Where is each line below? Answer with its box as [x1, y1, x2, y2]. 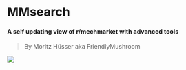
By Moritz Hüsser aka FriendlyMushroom [23, 43, 141, 51]
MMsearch [7, 4, 70, 20]
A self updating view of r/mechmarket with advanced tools [7, 27, 179, 35]
